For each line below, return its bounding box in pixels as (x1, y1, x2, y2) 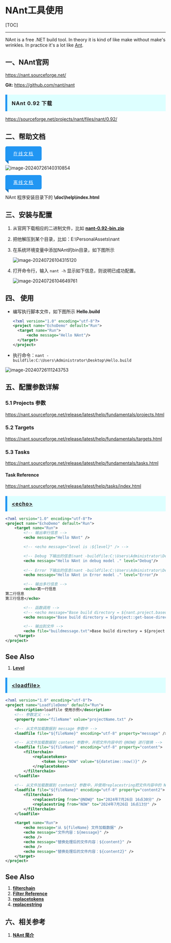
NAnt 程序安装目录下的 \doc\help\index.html (5, 194, 100, 200)
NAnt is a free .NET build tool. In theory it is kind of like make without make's (5, 36, 166, 42)
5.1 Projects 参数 (5, 399, 46, 406)
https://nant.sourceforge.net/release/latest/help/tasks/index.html (5, 483, 141, 489)
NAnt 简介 (12, 932, 35, 938)
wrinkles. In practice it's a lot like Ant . (5, 42, 84, 48)
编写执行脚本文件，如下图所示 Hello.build (12, 308, 100, 315)
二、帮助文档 (5, 132, 46, 141)
